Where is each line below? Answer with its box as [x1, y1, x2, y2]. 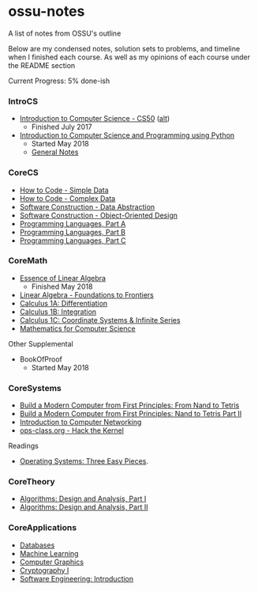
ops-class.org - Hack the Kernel [19, 426, 125, 435]
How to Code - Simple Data [19, 185, 109, 195]
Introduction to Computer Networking [19, 418, 142, 427]
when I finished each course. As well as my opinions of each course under [8, 52, 251, 62]
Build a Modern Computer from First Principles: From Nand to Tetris [19, 400, 240, 410]
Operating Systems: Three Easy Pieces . [19, 457, 148, 466]
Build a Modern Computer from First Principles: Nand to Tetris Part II [19, 409, 242, 419]
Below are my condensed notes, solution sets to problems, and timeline [8, 44, 241, 53]
